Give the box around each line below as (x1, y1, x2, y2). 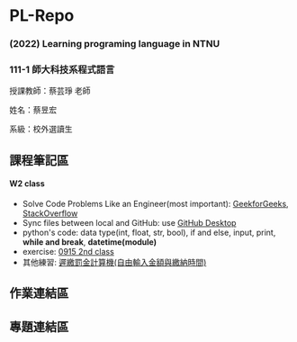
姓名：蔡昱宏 (9, 104, 57, 115)
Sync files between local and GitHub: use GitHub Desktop (22, 218, 237, 228)
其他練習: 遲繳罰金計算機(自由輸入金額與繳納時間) (22, 257, 207, 267)
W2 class (9, 178, 45, 189)
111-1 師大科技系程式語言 (9, 64, 115, 76)
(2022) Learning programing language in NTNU (9, 38, 220, 50)
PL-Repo (9, 5, 75, 26)
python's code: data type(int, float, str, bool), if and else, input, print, (22, 227, 276, 238)
